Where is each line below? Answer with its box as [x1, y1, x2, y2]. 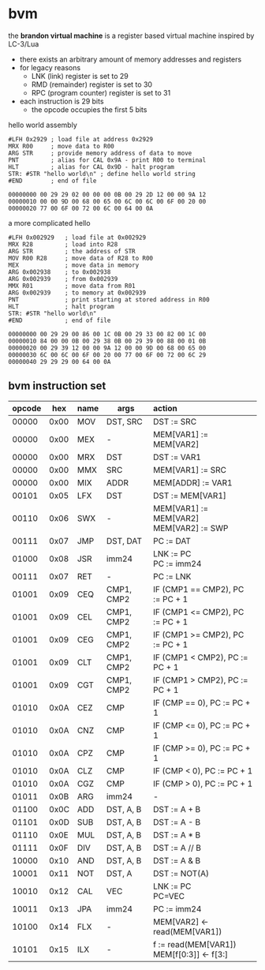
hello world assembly [8, 120, 77, 129]
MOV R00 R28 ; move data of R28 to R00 [8, 254, 154, 262]
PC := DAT [153, 535, 192, 546]
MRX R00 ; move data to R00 [8, 142, 114, 150]
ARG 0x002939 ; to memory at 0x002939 [8, 289, 147, 297]
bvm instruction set [8, 380, 106, 393]
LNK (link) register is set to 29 [31, 71, 129, 81]
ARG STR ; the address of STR [8, 247, 136, 255]
